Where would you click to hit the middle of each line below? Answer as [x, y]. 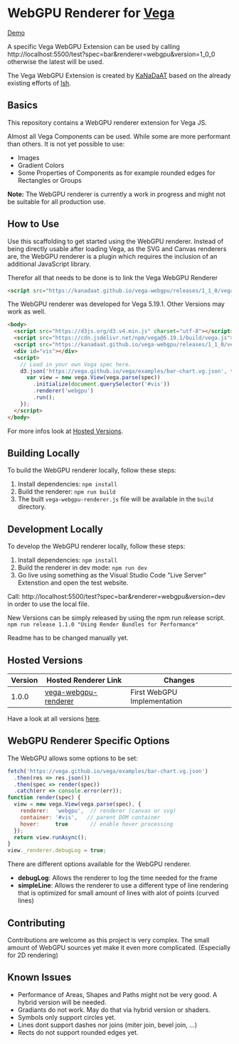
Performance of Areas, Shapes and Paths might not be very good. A [117, 994]
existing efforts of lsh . [39, 82]
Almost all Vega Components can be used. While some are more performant [119, 136]
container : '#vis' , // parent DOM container [90, 817]
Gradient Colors [41, 165]
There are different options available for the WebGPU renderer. [99, 864]
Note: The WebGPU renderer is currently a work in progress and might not [117, 194]
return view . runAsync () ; [51, 837]
